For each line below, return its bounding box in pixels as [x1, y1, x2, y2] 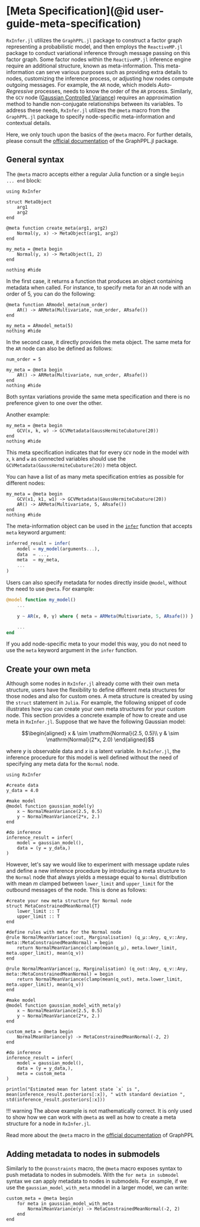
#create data [6, 783, 39, 788]
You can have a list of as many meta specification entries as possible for [6, 473, 184, 480]
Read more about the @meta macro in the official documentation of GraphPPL [6, 1132, 194, 1139]
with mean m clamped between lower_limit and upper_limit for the [6, 880, 174, 887]
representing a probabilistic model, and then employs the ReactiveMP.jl [6, 43, 183, 50]
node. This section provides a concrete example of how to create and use [6, 712, 187, 719]
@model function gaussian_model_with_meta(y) [6, 1003, 121, 1009]
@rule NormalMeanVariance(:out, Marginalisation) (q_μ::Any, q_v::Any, [6, 934, 188, 940]
